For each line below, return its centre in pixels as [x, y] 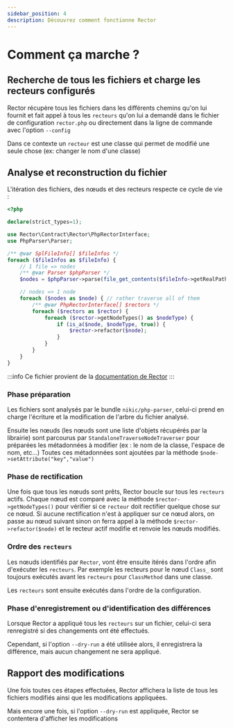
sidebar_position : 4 [37, 14]
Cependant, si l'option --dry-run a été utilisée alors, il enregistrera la [105, 644]
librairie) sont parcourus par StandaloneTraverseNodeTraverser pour [103, 437]
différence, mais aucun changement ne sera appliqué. [84, 652]
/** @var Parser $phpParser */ [65, 273]
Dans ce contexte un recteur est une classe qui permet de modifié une [109, 143]
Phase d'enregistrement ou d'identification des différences [109, 608]
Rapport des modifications [66, 673]
